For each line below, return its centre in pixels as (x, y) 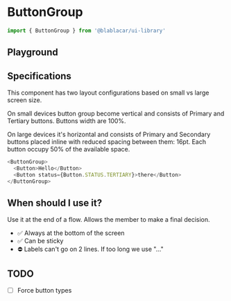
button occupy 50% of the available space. (69, 149)
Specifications (39, 76)
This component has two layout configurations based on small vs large (108, 93)
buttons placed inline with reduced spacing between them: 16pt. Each (107, 142)
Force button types (44, 291)
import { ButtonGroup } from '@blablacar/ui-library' (87, 31)
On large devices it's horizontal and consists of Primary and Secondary (109, 135)
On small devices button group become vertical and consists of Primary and (116, 114)
